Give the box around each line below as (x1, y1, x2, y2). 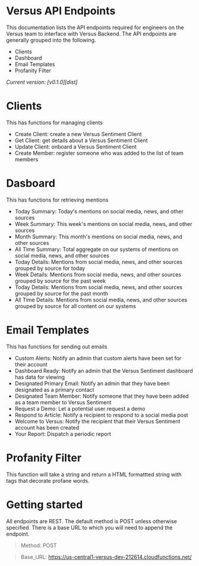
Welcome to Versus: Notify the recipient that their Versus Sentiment (14, 417, 181, 424)
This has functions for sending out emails (6, 343, 108, 350)
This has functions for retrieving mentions (6, 196, 109, 203)
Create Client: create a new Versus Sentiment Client (14, 130, 142, 137)
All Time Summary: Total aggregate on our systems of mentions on (14, 246, 179, 253)
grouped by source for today (14, 265, 85, 272)
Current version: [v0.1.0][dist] (6, 78, 78, 86)
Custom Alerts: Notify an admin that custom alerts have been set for (14, 354, 182, 361)
